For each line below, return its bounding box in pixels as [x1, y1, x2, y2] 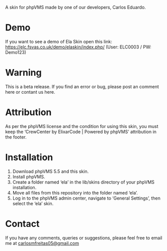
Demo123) [5, 49, 27, 55]
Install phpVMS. [12, 173, 45, 179]
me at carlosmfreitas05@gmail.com [5, 240, 79, 246]
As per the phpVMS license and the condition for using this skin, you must [5, 123, 158, 129]
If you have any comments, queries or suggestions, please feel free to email [5, 234, 162, 241]
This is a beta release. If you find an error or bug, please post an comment [5, 83, 159, 90]
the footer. [5, 134, 27, 140]
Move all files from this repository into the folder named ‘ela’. [12, 190, 138, 196]
